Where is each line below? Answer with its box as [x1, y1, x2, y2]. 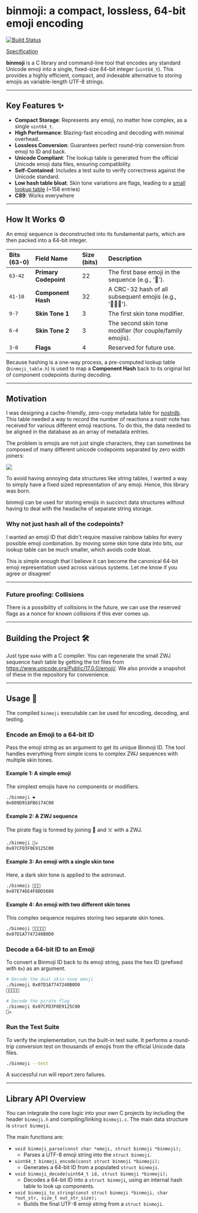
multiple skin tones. [6, 756, 54, 764]
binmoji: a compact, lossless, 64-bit [6, 4, 186, 18]
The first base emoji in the [108, 268, 181, 276]
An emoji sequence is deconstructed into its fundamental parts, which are [6, 230, 186, 237]
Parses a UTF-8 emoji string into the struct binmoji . [23, 1151, 151, 1159]
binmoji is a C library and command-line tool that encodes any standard [6, 59, 181, 66]
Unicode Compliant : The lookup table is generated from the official [14, 154, 179, 161]
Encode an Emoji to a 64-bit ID [6, 730, 94, 739]
